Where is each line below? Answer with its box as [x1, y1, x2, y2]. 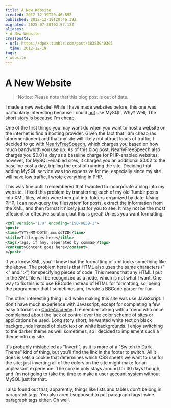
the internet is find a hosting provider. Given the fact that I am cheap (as [5, 130, 157, 136]
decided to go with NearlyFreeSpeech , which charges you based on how [5, 141, 159, 147]
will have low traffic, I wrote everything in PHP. [5, 174, 103, 180]
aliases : [5, 27, 24, 32]
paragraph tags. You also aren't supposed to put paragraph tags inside [5, 392, 154, 398]
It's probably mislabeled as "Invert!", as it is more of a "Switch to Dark [5, 343, 152, 350]
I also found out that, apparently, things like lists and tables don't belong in [5, 386, 162, 392]
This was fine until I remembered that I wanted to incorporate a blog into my [5, 184, 165, 190]
